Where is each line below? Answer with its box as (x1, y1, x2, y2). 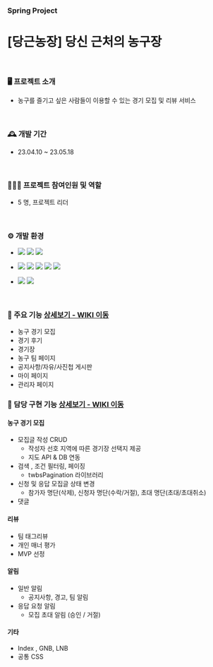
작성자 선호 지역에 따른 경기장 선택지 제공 (28, 444, 142, 453)
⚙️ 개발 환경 (7, 231, 44, 241)
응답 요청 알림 (17, 601, 56, 610)
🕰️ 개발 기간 (7, 129, 47, 139)
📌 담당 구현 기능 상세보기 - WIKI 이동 (7, 399, 125, 409)
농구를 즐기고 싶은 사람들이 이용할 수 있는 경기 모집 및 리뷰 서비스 (17, 96, 196, 104)
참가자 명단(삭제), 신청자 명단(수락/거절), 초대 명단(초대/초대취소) (28, 488, 207, 497)
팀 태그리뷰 (17, 531, 49, 540)
